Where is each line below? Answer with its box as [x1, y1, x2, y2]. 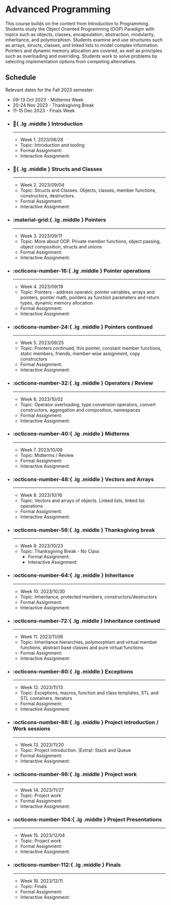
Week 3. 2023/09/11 [20, 233, 63, 239]
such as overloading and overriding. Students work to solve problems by [5, 53, 158, 59]
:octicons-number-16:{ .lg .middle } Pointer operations [12, 267, 151, 274]
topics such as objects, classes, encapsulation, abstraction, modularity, [5, 31, 155, 37]
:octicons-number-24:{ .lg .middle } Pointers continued [12, 323, 153, 330]
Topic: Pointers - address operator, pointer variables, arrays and [20, 289, 155, 295]
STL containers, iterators [20, 695, 72, 701]
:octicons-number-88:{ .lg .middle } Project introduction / [12, 719, 159, 726]
